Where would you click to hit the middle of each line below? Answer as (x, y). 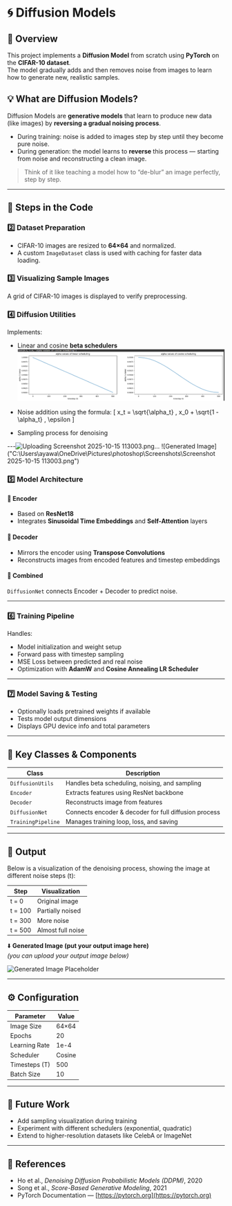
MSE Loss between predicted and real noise (80, 661)
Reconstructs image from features (114, 802)
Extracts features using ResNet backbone (125, 793)
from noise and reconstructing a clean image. (82, 158)
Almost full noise (61, 930)
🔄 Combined (25, 576)
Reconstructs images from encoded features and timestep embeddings (118, 560)
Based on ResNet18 (45, 514)
